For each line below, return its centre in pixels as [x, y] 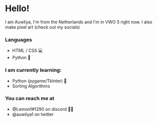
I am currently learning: [33, 70]
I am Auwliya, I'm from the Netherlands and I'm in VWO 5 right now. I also [79, 22]
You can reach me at [30, 99]
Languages [19, 39]
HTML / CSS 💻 [27, 51]
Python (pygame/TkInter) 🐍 [39, 81]
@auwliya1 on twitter [33, 114]
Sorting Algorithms [31, 86]
